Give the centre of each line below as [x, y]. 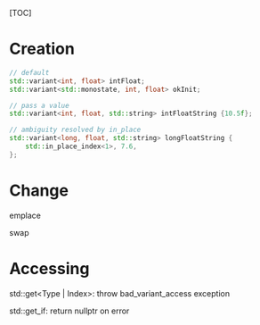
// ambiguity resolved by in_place [75, 130]
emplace [25, 215]
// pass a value [39, 105]
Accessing [49, 268]
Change [39, 190]
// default [29, 72]
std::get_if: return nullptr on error [69, 311]
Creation [42, 49]
